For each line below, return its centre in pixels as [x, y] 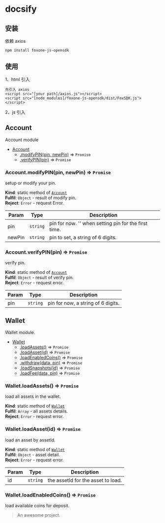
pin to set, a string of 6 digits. [83, 237]
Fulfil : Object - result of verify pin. [40, 278]
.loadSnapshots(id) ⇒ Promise [50, 368]
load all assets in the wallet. [33, 396]
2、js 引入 [15, 112]
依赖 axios [15, 41]
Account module [22, 140]
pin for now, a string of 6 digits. [83, 303]
